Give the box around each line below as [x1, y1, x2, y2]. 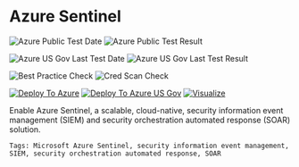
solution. [9, 123, 42, 135]
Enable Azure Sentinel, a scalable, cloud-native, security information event [9, 104, 284, 115]
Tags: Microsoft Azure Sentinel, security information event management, [9, 141, 290, 150]
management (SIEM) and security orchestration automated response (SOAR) [9, 114, 291, 125]
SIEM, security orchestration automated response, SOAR [9, 149, 221, 158]
